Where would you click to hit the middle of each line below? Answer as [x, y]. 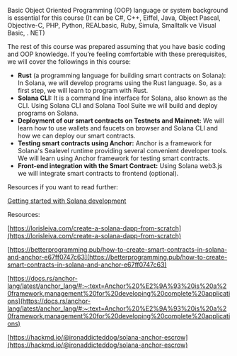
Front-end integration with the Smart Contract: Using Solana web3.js [120, 166]
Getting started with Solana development [67, 201]
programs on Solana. [48, 113]
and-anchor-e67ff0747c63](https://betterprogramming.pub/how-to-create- [117, 257]
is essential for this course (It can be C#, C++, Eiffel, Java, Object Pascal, [114, 18]
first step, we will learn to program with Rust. [83, 90]
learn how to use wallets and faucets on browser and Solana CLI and [117, 128]
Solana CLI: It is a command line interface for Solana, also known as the [122, 98]
